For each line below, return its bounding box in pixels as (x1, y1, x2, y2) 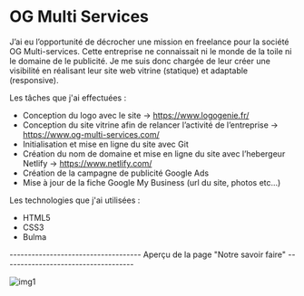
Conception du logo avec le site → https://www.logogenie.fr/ (22, 110, 250, 120)
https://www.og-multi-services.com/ (22, 129, 161, 139)
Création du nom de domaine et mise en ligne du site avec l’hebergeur (22, 148, 286, 159)
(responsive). (9, 74, 59, 85)
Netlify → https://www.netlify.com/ (22, 158, 152, 168)
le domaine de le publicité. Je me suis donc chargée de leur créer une (9, 55, 270, 66)
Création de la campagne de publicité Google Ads (22, 167, 210, 178)
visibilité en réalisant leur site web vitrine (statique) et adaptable (9, 65, 249, 76)
